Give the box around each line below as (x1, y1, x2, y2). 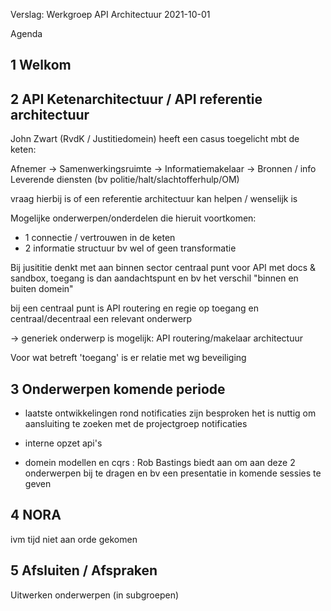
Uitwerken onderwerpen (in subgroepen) (10, 589, 180, 601)
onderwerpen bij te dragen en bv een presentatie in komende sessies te (24, 467, 322, 479)
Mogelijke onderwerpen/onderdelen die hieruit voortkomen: (10, 212, 257, 224)
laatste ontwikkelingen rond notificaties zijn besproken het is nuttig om (24, 407, 317, 419)
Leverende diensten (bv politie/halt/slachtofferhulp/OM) (10, 174, 240, 186)
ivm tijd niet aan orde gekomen (10, 533, 138, 545)
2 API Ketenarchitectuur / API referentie (10, 90, 263, 108)
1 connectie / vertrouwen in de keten (24, 232, 176, 244)
